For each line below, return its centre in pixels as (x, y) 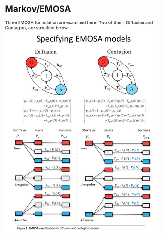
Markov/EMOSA (38, 9)
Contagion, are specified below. (37, 27)
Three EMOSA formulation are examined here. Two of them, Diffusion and (79, 22)
